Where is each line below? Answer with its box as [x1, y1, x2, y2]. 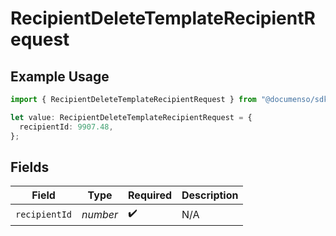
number [81, 207, 119, 221]
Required [128, 188, 172, 202]
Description [181, 188, 239, 202]
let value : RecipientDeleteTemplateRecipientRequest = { [10, 112, 253, 122]
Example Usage [10, 68, 110, 85]
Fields [10, 158, 50, 176]
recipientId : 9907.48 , [19, 122, 114, 132]
